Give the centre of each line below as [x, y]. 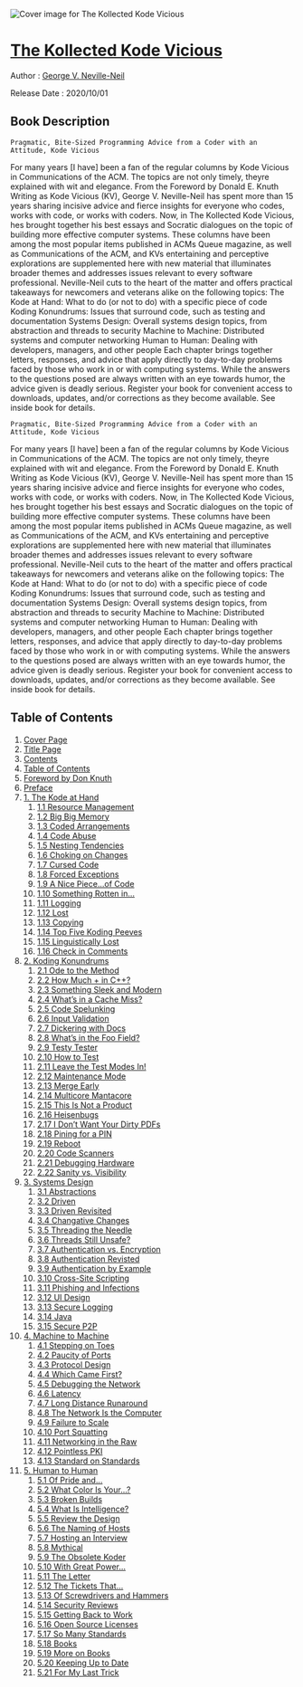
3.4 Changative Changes [83, 1220]
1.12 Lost [52, 912]
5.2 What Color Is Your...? [84, 1490]
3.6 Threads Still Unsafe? [84, 1239]
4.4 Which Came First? [80, 1374]
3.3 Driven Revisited [74, 1210]
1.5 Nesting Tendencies [80, 845]
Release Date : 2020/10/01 [59, 93]
